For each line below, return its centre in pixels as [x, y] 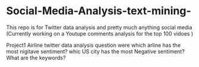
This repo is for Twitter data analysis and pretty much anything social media [99, 27]
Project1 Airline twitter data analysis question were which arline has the [94, 45]
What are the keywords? [36, 58]
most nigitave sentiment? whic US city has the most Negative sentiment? [95, 51]
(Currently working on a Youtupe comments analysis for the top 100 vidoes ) [100, 33]
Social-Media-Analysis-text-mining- [99, 11]
